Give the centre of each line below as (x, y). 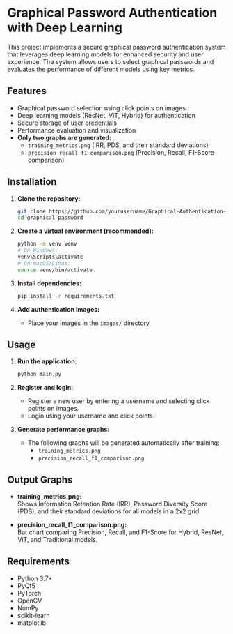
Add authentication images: (58, 309)
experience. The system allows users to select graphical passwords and (111, 61)
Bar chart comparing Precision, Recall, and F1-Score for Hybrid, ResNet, (120, 532)
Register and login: (45, 388)
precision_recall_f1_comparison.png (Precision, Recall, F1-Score (121, 152)
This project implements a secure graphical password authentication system (116, 47)
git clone (32, 211)
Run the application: (47, 361)
